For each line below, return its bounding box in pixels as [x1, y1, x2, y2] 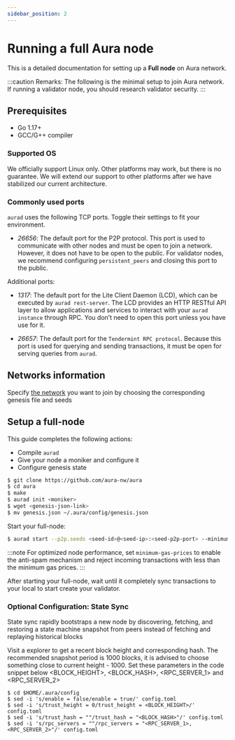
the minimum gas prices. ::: [7, 563, 85, 572]
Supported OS [7, 149, 57, 159]
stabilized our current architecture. [7, 180, 107, 188]
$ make [7, 490, 27, 497]
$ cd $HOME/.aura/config [7, 689, 80, 697]
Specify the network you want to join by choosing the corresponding [7, 388, 205, 396]
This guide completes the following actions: [7, 434, 133, 443]
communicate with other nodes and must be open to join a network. [17, 241, 213, 250]
